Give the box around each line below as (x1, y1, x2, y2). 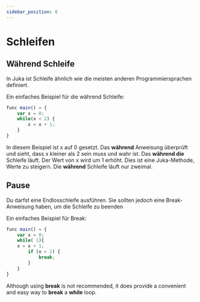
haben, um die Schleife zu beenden (35, 203, 123, 210)
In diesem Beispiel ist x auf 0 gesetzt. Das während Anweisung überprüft (6, 143, 188, 151)
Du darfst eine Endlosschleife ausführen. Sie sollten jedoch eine (6, 196, 165, 204)
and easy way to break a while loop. (6, 288, 97, 296)
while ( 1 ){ (17, 237, 45, 243)
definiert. (6, 81, 29, 88)
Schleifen (6, 34, 55, 48)
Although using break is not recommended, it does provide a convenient (6, 282, 186, 289)
